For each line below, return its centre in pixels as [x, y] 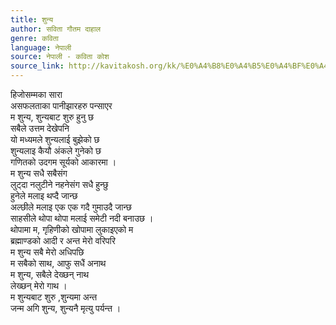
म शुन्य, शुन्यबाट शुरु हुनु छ [52, 117]
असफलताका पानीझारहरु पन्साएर [61, 105]
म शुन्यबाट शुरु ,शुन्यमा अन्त [54, 297]
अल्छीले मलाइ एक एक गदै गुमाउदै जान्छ [71, 207]
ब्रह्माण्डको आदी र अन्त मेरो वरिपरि [63, 240]
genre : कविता [34, 38]
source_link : [37, 66]
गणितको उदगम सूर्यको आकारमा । [63, 162]
